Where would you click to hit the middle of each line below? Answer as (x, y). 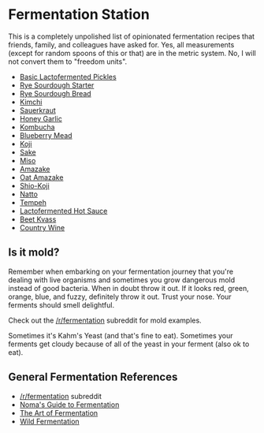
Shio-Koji (34, 185)
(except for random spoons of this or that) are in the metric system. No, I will (132, 53)
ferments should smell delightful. (61, 304)
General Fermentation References (93, 377)
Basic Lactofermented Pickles (68, 77)
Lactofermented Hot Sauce (63, 211)
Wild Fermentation (50, 421)
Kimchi (31, 102)
